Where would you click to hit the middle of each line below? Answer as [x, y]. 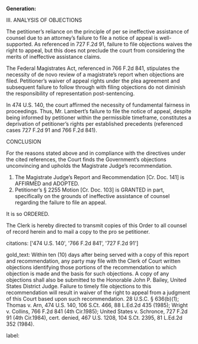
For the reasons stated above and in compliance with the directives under [96, 153]
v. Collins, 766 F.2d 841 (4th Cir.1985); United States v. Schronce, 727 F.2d [97, 311]
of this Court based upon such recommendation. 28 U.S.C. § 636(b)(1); [92, 299]
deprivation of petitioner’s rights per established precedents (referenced [95, 124]
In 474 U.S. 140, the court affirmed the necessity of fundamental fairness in [98, 105]
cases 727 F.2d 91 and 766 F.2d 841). [52, 130]
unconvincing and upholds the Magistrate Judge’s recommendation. [90, 166]
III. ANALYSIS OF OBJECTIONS [44, 20]
